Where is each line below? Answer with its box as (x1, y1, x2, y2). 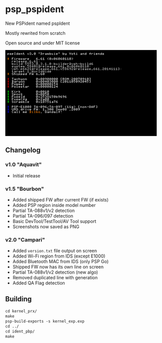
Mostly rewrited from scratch (5, 30, 66, 36)
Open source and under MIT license (5, 39, 80, 46)
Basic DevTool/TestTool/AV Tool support (12, 218, 97, 224)
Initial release (12, 173, 40, 179)
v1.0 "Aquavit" (5, 161, 42, 168)
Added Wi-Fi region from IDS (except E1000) (12, 253, 105, 259)
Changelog (5, 146, 41, 155)
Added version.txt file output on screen (12, 248, 97, 254)
